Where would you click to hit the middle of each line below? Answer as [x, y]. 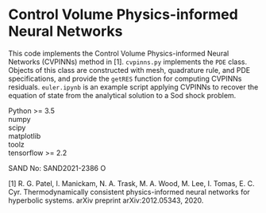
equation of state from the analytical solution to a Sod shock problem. [122, 95]
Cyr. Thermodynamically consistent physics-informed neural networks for [129, 192]
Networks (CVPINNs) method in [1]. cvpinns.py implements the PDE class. [128, 62]
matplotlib [25, 135]
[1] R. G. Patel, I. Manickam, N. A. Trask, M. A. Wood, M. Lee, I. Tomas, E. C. [131, 183]
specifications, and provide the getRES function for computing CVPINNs [125, 78]
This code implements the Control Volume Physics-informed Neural [119, 53]
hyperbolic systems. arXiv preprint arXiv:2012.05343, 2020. [106, 200]
